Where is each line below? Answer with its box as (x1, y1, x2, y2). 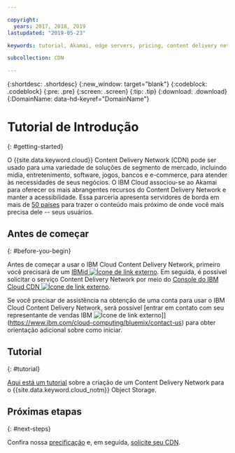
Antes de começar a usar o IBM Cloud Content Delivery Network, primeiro (7, 260, 220, 268)
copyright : (7, 16, 39, 23)
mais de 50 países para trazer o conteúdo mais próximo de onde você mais (7, 201, 225, 209)
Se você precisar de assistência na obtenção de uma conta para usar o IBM (7, 296, 225, 304)
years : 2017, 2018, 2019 (13, 22, 86, 30)
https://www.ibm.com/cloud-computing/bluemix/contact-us (9, 318, 182, 326)
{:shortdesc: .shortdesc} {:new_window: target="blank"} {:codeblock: (7, 80, 208, 88)
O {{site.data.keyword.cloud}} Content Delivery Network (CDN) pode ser (7, 156, 217, 164)
